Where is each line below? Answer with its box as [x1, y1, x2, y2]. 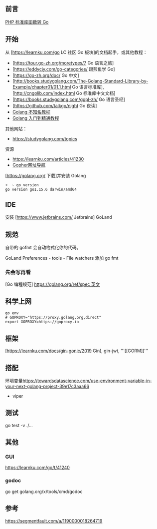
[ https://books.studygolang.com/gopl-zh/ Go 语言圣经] [12, 96, 126, 102]
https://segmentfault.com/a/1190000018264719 [5, 518, 103, 524]
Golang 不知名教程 [12, 109, 51, 115]
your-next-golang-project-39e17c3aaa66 [5, 383, 90, 389]
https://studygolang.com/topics [12, 135, 77, 141]
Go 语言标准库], [72, 84, 104, 90]
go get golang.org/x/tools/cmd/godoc [5, 489, 83, 495]
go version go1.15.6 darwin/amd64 [5, 187, 77, 192]
